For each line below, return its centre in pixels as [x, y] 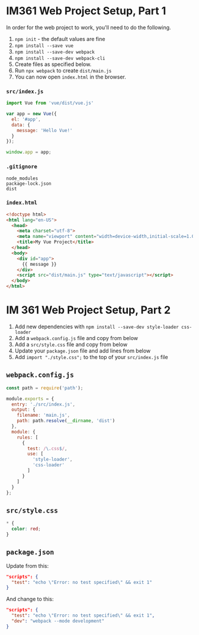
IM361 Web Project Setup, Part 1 [86, 11]
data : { [21, 125]
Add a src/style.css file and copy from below [71, 345]
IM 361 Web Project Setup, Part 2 [88, 310]
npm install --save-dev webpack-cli [60, 58]
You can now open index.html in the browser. [70, 77]
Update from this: [28, 565]
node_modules [22, 178]
